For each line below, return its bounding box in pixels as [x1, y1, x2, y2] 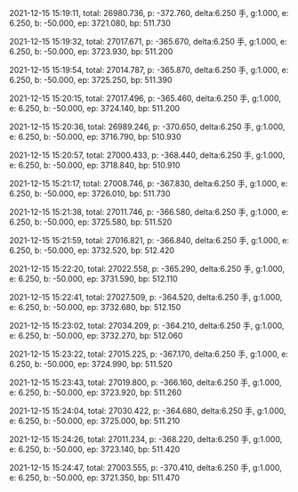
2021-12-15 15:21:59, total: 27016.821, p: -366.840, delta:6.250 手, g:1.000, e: [9, 235, 290, 245]
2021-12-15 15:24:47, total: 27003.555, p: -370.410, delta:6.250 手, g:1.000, [9, 463, 283, 472]
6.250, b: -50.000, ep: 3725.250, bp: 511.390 [9, 75, 173, 85]
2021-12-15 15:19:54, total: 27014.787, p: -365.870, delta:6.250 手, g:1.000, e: [9, 65, 289, 75]
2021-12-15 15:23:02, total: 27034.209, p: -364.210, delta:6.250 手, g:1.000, [9, 320, 285, 331]
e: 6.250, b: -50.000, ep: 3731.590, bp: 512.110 [9, 274, 178, 283]
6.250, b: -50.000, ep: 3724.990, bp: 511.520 [9, 359, 173, 369]
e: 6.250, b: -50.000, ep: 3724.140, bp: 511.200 [9, 103, 181, 113]
